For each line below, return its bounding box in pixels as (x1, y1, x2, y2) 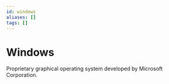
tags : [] (6, 20, 28, 26)
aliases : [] (6, 14, 36, 20)
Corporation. (6, 71, 38, 79)
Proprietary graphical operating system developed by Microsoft (6, 65, 163, 72)
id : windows (6, 8, 36, 15)
